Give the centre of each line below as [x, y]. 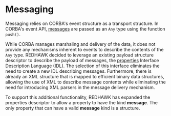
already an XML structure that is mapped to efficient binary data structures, [85, 76]
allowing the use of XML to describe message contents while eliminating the [86, 82]
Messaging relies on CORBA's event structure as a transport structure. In [82, 23]
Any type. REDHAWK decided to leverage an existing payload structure [80, 55]
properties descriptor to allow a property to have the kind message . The [81, 102]
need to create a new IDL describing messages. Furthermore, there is [79, 71]
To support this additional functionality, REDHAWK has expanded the [78, 97]
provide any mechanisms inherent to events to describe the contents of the [84, 49]
